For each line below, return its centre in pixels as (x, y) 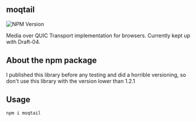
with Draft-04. (23, 41)
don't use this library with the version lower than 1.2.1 (70, 81)
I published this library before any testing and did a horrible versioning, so (96, 75)
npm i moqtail (24, 113)
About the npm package (52, 61)
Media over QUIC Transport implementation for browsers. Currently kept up (98, 36)
